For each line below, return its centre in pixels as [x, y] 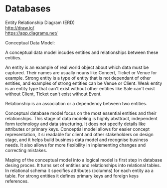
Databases [28, 9]
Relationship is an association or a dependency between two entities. [76, 103]
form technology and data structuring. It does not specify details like [76, 124]
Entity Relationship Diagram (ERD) [40, 22]
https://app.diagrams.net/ [31, 33]
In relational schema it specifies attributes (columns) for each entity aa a [79, 171]
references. [17, 181]
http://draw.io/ [20, 27]
